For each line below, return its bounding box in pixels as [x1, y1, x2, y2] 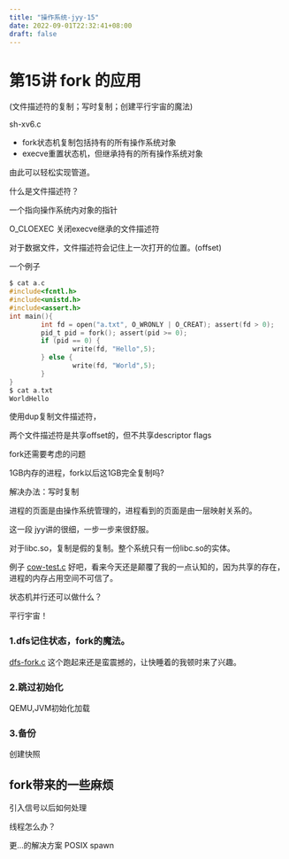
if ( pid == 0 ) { [41, 337, 101, 345]
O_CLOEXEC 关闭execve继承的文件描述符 [9, 223, 160, 235]
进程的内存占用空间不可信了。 [9, 573, 118, 584]
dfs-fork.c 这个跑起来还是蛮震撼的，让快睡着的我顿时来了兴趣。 [9, 656, 241, 667]
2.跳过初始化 [9, 681, 64, 693]
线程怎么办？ [9, 821, 56, 832]
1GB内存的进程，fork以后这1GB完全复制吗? [9, 468, 165, 478]
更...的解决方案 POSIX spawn [9, 840, 115, 851]
